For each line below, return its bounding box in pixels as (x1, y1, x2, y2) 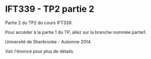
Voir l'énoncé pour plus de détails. (5, 48, 75, 54)
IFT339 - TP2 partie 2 (5, 3, 94, 15)
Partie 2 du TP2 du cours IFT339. (5, 20, 73, 26)
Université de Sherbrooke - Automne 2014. (5, 38, 92, 45)
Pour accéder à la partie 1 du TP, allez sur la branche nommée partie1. (5, 29, 147, 35)
